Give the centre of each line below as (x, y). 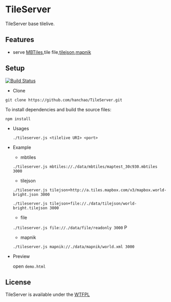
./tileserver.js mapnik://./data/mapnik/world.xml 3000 (73, 247)
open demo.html (29, 266)
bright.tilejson (30, 208)
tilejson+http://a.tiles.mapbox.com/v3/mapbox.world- (108, 190)
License (18, 282)
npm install (18, 119)
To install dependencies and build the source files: (58, 109)
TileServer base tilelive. (30, 24)
